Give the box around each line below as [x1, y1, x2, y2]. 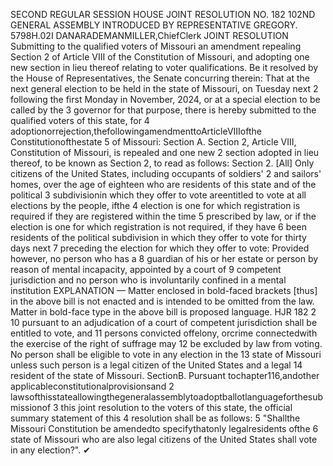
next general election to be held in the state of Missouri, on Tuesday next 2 [10, 83, 319, 94]
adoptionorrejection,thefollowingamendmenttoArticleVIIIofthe [10, 125, 262, 137]
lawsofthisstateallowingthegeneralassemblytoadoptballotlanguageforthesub [10, 391, 324, 403]
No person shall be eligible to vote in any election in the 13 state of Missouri [10, 349, 322, 360]
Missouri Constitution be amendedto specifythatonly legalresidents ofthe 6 [10, 423, 319, 434]
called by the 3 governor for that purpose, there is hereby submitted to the [10, 104, 317, 116]
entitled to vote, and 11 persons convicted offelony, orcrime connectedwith [10, 327, 318, 339]
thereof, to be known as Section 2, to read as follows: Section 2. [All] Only [10, 157, 315, 169]
